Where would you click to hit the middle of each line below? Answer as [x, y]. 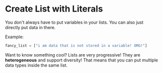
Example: [14, 37]
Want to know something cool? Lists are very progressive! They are [73, 55]
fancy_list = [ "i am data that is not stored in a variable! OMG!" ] [76, 45]
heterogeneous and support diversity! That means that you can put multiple [81, 60]
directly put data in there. [31, 27]
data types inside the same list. [36, 65]
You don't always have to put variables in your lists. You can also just [74, 22]
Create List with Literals [54, 9]
